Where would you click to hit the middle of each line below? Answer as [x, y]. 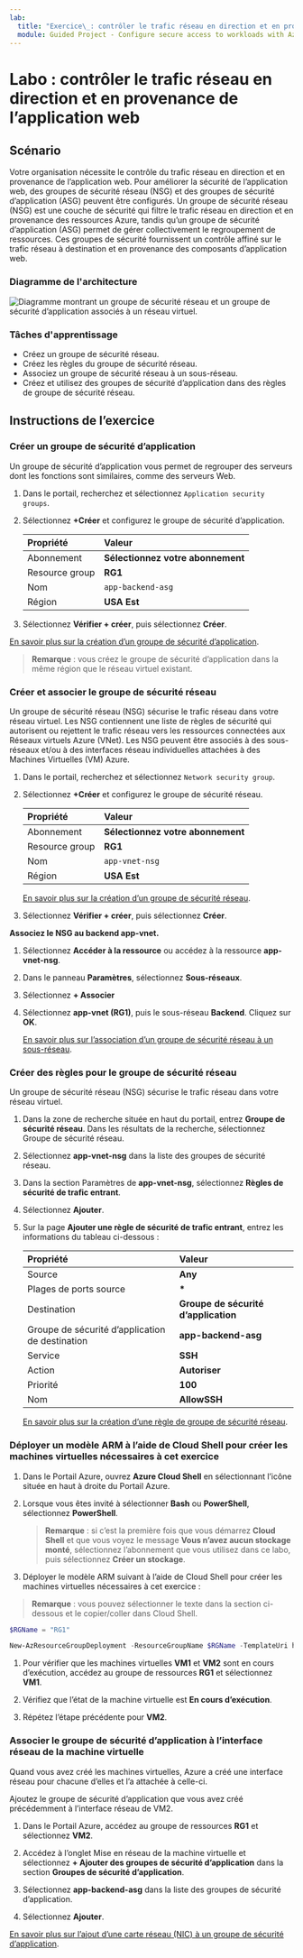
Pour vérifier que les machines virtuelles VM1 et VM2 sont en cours [148, 1663]
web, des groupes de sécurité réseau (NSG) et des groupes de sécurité [142, 191]
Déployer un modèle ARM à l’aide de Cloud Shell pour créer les [149, 1446]
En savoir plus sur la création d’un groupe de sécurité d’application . [134, 641]
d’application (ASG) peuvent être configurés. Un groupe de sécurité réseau [149, 201]
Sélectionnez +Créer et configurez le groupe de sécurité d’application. [154, 520]
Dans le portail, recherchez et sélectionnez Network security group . [149, 777]
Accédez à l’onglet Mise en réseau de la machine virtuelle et [134, 1852]
